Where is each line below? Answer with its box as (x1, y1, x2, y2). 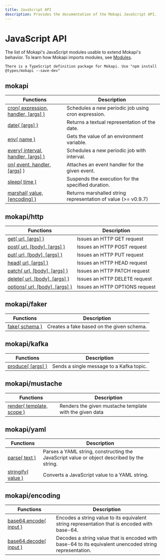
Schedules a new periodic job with (66, 147, 146, 154)
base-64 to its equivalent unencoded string (56, 541, 157, 548)
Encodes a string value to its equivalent (56, 514, 147, 521)
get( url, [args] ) (7, 235, 45, 242)
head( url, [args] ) (7, 260, 49, 266)
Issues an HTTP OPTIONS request (77, 284, 156, 291)
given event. (66, 167, 95, 174)
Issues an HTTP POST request (77, 243, 147, 250)
